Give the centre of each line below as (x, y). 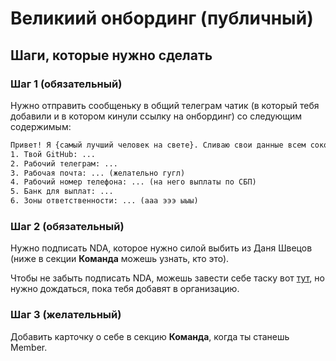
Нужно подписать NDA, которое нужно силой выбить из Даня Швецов (161, 248)
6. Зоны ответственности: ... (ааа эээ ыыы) (104, 201)
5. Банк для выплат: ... (62, 192)
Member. (29, 347)
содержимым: (41, 126)
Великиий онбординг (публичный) (162, 18)
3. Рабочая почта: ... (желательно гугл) (98, 173)
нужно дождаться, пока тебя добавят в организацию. (125, 289)
